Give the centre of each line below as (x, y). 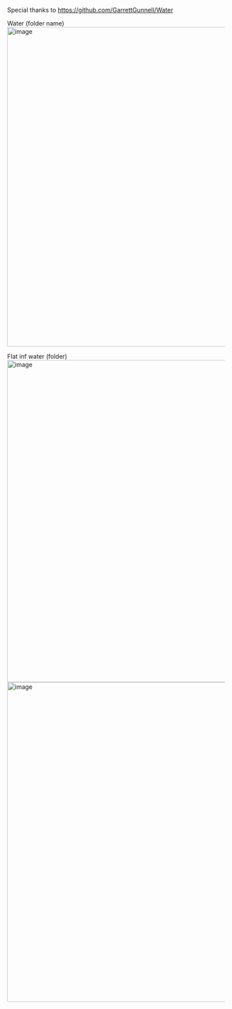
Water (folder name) (36, 23)
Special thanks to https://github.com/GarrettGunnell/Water (90, 10)
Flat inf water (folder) (37, 356)
